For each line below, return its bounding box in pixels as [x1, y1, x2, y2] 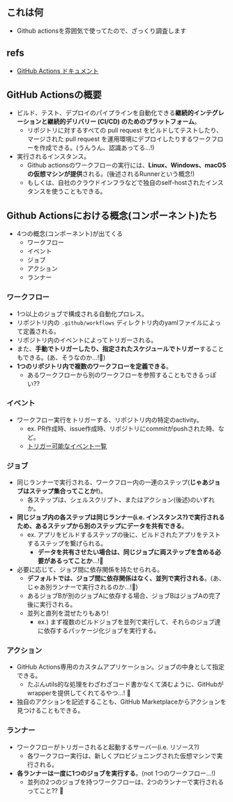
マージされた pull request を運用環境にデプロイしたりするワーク [27, 135, 211, 143]
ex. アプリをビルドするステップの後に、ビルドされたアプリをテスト [27, 530, 221, 539]
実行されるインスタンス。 [16, 152, 91, 161]
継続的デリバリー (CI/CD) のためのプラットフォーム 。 [47, 117, 201, 126]
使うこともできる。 [51, 187, 107, 195]
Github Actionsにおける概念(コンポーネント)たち [6, 209, 218, 221]
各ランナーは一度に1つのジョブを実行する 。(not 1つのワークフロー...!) [16, 768, 216, 777]
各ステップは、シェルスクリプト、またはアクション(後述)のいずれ [27, 496, 215, 504]
